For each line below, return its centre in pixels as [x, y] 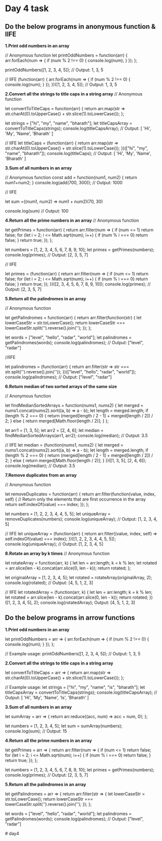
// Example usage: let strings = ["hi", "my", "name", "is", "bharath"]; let [75, 687]
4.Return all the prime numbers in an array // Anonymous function [72, 220]
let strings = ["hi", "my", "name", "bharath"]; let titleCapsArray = [69, 123]
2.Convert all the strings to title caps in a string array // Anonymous [74, 94]
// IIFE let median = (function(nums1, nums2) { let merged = [64, 445]
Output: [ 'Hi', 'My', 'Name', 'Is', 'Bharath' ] [47, 697]
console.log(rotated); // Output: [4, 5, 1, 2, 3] [49, 583]
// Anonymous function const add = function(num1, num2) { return [71, 177]
